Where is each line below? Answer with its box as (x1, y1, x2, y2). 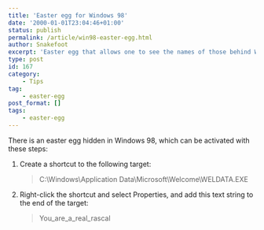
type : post (8, 56, 44, 64)
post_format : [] (8, 99, 61, 107)
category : (8, 70, 41, 78)
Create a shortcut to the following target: (19, 159, 152, 169)
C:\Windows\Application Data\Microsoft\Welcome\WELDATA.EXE (38, 174, 249, 184)
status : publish (8, 26, 61, 34)
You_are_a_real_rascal (38, 213, 112, 223)
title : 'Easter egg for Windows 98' (8, 11, 128, 20)
